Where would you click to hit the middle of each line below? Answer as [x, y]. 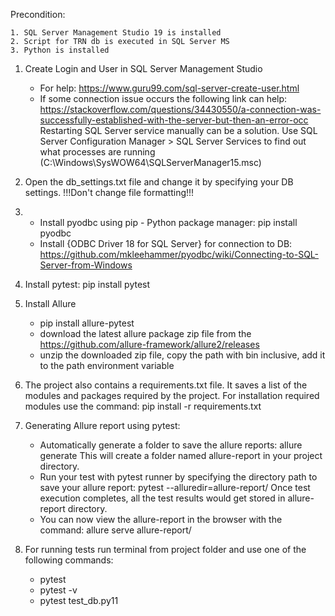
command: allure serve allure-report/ [115, 530]
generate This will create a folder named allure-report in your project [181, 455]
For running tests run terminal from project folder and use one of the [165, 549]
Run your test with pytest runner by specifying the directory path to [178, 477]
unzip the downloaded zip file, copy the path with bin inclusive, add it [182, 355]
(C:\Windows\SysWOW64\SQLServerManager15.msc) [150, 162]
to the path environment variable [107, 365]
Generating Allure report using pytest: [102, 425]
